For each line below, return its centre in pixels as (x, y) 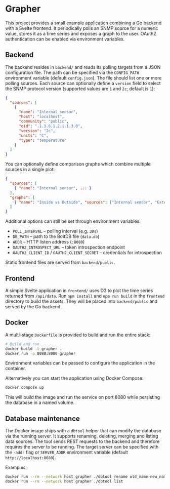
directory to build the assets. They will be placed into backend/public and (81, 301)
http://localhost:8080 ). (31, 458)
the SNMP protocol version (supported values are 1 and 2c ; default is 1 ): (80, 89)
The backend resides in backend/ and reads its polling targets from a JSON (83, 67)
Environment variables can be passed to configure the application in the (80, 363)
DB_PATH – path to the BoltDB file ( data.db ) (56, 236)
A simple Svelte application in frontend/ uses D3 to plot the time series (79, 290)
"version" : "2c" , (37, 131)
